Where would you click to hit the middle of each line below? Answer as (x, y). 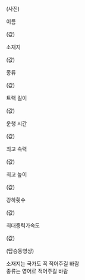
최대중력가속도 (23, 225)
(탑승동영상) (20, 251)
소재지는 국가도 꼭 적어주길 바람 (43, 264)
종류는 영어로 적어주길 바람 (37, 271)
